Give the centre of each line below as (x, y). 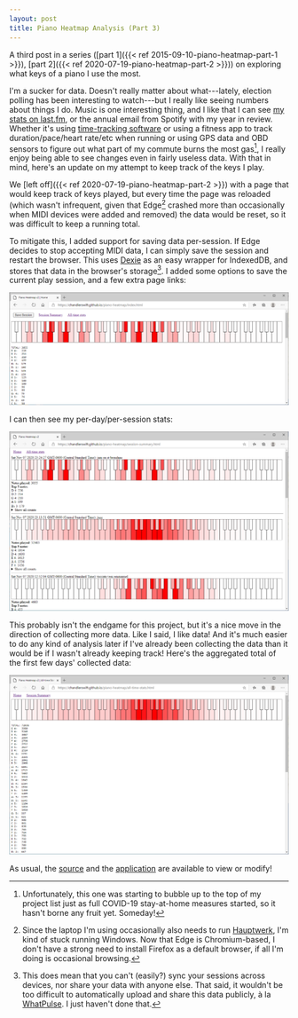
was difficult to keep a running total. (75, 224)
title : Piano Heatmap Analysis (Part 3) (85, 28)
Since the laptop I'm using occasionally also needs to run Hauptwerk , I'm (155, 930)
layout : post (33, 19)
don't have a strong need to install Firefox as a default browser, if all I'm (153, 949)
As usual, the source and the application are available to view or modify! (141, 869)
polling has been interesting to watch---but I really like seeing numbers (139, 100)
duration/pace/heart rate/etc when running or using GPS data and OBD (139, 138)
